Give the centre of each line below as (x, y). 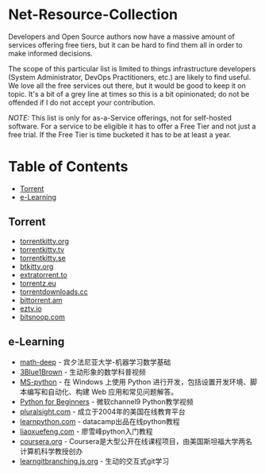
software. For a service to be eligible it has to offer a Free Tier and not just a (132, 126)
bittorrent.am (41, 300)
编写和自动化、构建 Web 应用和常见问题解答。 (102, 392)
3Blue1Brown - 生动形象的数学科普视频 (83, 372)
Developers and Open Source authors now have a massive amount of (122, 36)
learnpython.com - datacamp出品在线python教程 (100, 421)
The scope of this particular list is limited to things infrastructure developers (132, 68)
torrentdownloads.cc (54, 292)
